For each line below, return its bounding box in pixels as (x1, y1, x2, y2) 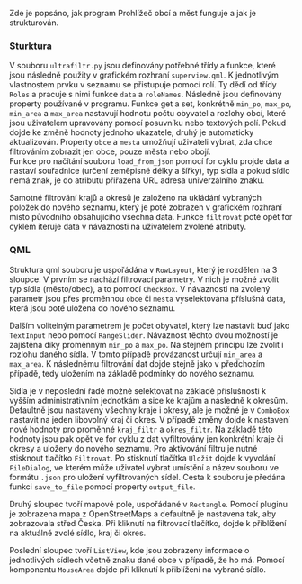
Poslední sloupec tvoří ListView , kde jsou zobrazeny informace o (9, 544, 250, 555)
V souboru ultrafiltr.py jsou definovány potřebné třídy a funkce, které (9, 60, 276, 71)
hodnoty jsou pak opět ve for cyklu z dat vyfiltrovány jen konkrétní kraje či (9, 433, 284, 444)
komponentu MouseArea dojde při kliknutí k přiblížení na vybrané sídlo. (9, 563, 267, 575)
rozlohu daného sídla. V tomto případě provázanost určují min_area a (9, 349, 263, 360)
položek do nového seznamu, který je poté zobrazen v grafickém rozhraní (9, 202, 283, 213)
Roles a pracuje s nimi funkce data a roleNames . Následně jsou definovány (9, 89, 282, 100)
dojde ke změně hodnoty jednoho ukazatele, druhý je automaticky (9, 127, 254, 138)
